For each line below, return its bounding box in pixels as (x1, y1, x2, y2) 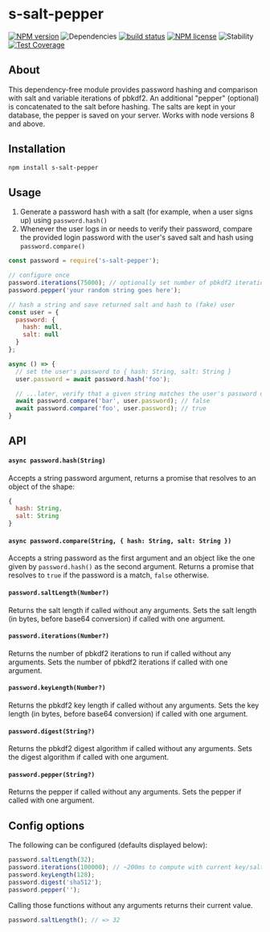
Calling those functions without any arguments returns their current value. (8, 900, 253, 909)
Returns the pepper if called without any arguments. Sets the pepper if (8, 787, 242, 797)
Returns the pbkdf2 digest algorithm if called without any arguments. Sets (8, 744, 253, 753)
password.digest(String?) (8, 727, 95, 736)
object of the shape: (8, 482, 75, 491)
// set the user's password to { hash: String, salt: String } (15, 367, 231, 376)
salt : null (22, 331, 59, 339)
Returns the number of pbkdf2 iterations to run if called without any (8, 648, 231, 658)
